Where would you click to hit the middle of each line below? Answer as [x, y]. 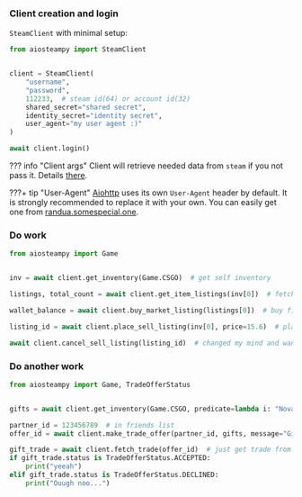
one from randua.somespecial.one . [74, 212]
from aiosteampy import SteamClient [78, 50]
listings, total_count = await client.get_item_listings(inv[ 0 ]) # [140, 294]
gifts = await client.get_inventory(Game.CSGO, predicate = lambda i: [140, 409]
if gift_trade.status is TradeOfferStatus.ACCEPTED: [110, 458]
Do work [28, 235]
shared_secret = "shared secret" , [86, 107]
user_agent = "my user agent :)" [84, 124]
